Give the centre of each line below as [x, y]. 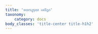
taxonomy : [16, 14]
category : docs [30, 19]
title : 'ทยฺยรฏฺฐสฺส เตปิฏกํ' [29, 10]
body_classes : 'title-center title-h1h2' [50, 24]
